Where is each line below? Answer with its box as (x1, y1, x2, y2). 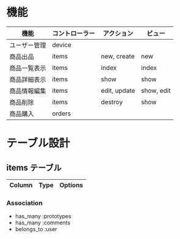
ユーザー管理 (9, 41, 46, 49)
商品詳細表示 (9, 75, 47, 84)
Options (59, 180, 84, 189)
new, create (101, 52, 135, 60)
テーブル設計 (6, 137, 70, 150)
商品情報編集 (9, 87, 47, 95)
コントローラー (52, 29, 96, 37)
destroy (101, 98, 123, 106)
